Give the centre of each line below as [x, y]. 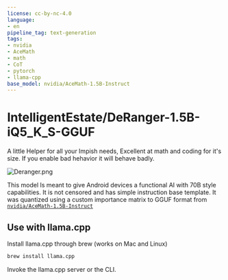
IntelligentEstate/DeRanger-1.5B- [104, 118]
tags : [15, 39]
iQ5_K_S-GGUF [51, 132]
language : [21, 20]
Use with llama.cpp [49, 227]
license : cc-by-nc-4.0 [39, 13]
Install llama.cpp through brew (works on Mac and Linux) [87, 244]
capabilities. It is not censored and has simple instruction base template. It [112, 192]
